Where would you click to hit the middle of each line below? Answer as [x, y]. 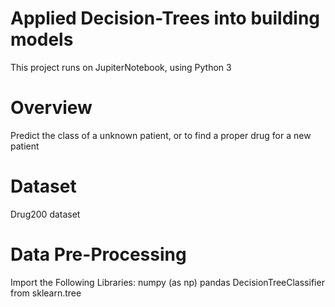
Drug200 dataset [45, 214]
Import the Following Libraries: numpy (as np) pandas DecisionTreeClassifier [167, 282]
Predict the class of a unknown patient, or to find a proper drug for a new [161, 135]
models [42, 39]
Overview [51, 108]
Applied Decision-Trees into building [165, 18]
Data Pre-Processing [98, 254]
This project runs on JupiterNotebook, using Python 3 [121, 67]
